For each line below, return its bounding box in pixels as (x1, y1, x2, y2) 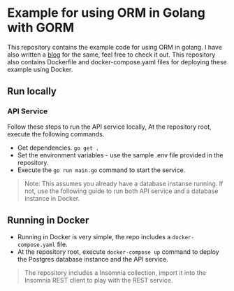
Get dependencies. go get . (17, 143, 99, 152)
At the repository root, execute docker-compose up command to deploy (17, 248, 219, 256)
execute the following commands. (7, 129, 105, 138)
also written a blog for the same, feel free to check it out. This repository (7, 50, 216, 59)
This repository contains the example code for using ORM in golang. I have (7, 43, 222, 51)
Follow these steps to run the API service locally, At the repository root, (7, 122, 212, 131)
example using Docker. (7, 65, 73, 73)
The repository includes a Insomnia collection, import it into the (24, 269, 206, 277)
